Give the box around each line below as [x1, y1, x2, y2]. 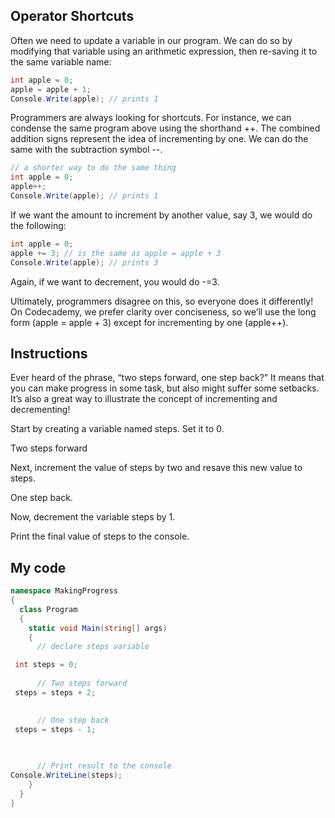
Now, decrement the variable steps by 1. [10, 511, 176, 523]
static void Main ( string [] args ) [28, 623, 168, 633]
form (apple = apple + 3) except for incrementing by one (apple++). [10, 316, 289, 328]
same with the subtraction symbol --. [10, 144, 163, 156]
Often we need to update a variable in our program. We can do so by [10, 34, 293, 46]
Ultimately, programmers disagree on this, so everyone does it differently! [10, 295, 314, 307]
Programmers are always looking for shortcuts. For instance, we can [10, 112, 292, 124]
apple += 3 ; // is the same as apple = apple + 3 [10, 248, 222, 258]
